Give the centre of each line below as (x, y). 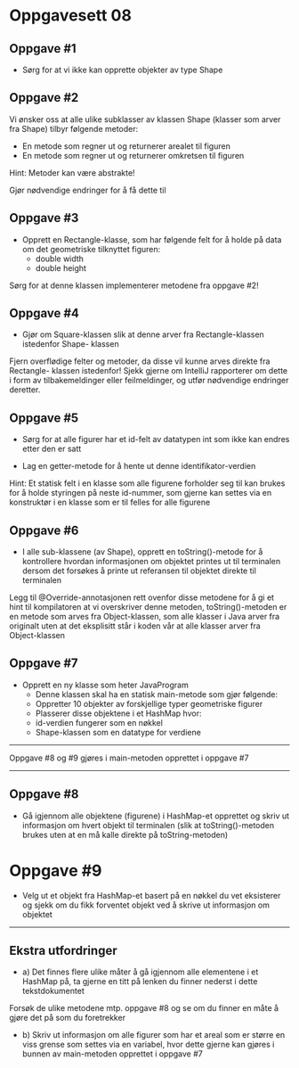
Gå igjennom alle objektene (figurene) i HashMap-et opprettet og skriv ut (156, 816)
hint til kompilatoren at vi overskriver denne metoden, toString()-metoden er (148, 607)
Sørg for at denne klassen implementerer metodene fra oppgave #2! (134, 285)
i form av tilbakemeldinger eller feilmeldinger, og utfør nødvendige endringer (149, 381)
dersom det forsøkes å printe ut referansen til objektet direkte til (139, 571)
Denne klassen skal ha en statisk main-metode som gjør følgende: (157, 694)
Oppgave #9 (56, 871)
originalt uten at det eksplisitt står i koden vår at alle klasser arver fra (135, 626)
